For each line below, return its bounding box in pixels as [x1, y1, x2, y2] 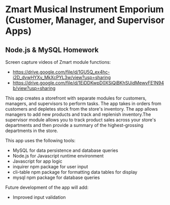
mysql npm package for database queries [12, 174, 100, 181]
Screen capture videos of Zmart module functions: [5, 59, 111, 65]
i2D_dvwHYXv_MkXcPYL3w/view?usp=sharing [12, 74, 111, 80]
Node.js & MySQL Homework [5, 45, 99, 54]
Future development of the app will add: [5, 185, 89, 190]
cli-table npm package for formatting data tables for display [12, 169, 138, 175]
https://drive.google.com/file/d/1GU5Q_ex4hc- [12, 69, 110, 75]
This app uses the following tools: [5, 138, 76, 143]
